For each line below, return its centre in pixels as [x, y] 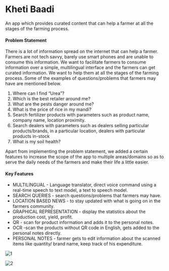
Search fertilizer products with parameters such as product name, [81, 115]
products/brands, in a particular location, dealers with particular [79, 131]
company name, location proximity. [49, 120]
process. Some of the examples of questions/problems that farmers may [81, 78]
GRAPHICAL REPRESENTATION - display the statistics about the [79, 212]
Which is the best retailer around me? [51, 99]
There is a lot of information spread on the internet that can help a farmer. [82, 51]
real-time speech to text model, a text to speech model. [70, 190]
